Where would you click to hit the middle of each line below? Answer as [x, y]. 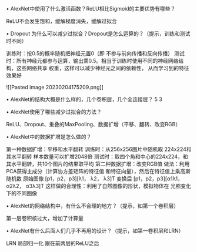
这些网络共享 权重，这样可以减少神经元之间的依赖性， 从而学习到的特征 [103, 68]
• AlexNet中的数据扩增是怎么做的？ [49, 137]
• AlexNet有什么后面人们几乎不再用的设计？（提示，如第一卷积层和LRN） [95, 231]
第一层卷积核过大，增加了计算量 [45, 218]
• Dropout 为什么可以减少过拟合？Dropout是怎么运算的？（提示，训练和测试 [98, 33]
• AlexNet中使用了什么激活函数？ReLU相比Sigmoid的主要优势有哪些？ [91, 9]
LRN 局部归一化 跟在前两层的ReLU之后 [53, 243]
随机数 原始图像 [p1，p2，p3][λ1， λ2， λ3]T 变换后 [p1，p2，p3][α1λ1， [95, 179]
